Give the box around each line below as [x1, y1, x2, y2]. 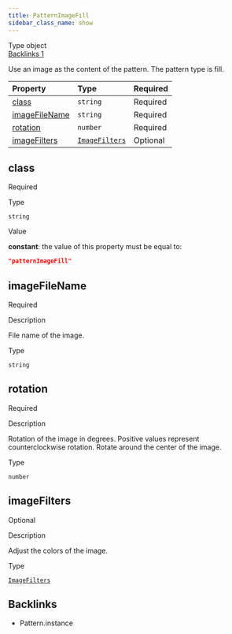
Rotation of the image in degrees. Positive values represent [8, 434, 200, 443]
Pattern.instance [19, 618, 73, 628]
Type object [8, 40, 47, 50]
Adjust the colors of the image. [8, 546, 109, 555]
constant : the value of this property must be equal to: [8, 242, 182, 252]
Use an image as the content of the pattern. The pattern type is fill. [8, 64, 224, 73]
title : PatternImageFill [8, 11, 90, 20]
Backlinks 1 [8, 49, 45, 58]
